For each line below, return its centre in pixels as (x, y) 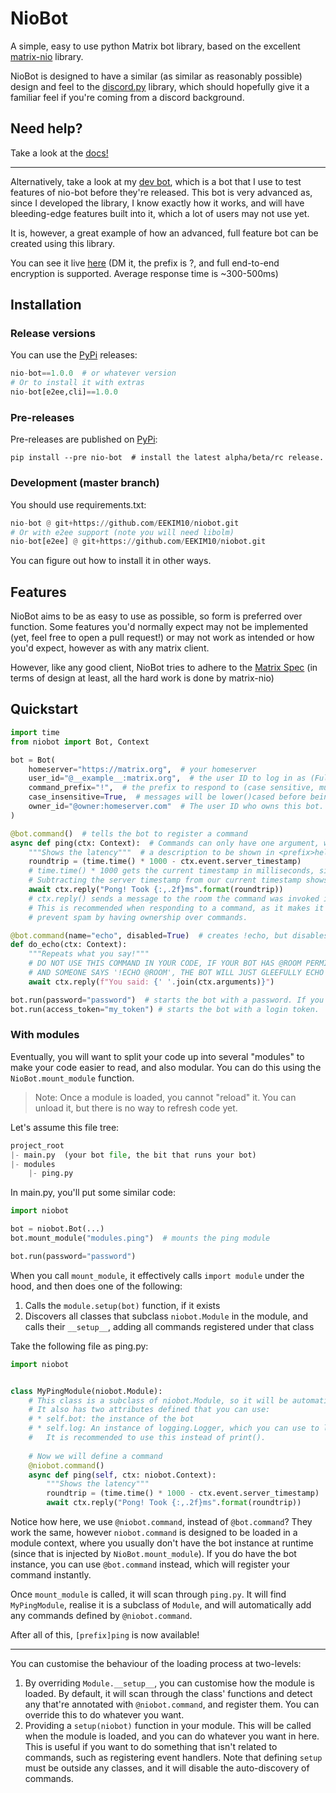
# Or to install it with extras (77, 383)
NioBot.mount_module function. (72, 1078)
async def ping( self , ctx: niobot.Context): (122, 1475)
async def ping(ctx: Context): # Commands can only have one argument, (165, 843)
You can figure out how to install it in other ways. (111, 561)
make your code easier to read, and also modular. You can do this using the (166, 1067)
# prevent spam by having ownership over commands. (138, 917)
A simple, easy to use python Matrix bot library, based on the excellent (155, 46)
